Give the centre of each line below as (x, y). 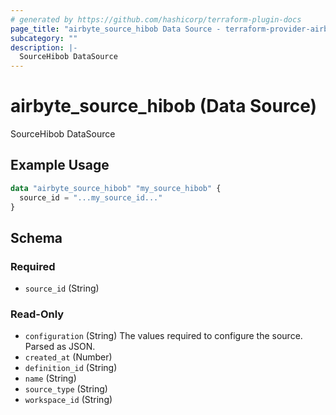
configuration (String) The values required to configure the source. (163, 336)
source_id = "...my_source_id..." (91, 197)
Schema (36, 237)
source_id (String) (62, 288)
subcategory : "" (44, 38)
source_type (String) (66, 389)
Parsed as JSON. (60, 347)
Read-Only (37, 314)
